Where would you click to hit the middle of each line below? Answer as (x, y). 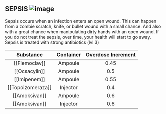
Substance (30, 54)
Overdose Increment (111, 54)
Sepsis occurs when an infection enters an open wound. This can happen (81, 21)
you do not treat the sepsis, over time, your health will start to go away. (78, 37)
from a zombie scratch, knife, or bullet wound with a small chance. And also (83, 26)
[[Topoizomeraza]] (30, 87)
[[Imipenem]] (30, 79)
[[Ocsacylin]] (30, 71)
